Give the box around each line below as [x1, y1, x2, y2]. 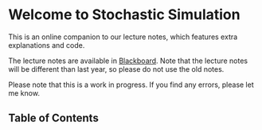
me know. [8, 88, 40, 97]
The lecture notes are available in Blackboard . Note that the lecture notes [8, 56, 248, 65]
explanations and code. [8, 40, 85, 49]
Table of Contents [8, 112, 100, 125]
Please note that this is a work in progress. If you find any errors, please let [8, 80, 255, 89]
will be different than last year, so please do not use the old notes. [8, 64, 225, 73]
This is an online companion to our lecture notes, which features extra [8, 32, 238, 41]
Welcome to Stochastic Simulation [8, 6, 240, 24]
